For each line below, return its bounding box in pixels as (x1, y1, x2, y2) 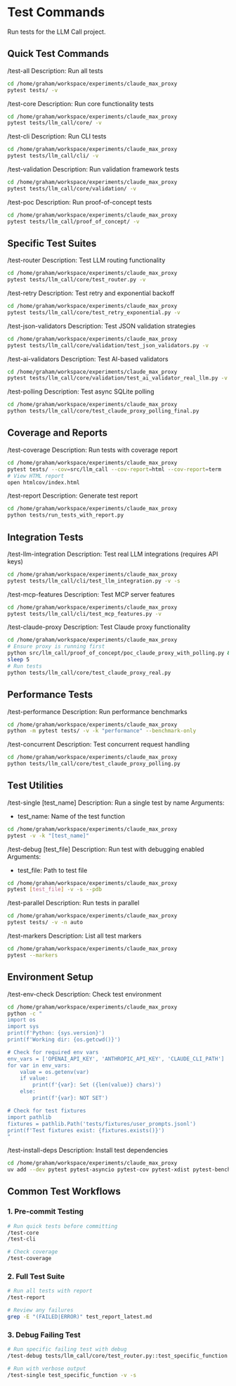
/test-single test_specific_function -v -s (7, 1371, 137, 1378)
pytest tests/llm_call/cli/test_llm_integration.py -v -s (7, 577, 181, 584)
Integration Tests (7, 531, 84, 543)
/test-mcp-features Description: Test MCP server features (7, 590, 176, 598)
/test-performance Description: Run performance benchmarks (7, 707, 188, 715)
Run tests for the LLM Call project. (7, 27, 106, 36)
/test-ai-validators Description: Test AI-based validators (7, 354, 169, 363)
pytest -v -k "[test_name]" (7, 832, 90, 839)
